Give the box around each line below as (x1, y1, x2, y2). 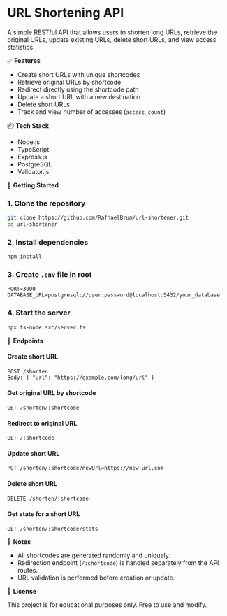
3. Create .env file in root (7, 270, 92, 280)
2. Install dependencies (7, 237, 89, 247)
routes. (17, 566, 38, 574)
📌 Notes (7, 537, 31, 546)
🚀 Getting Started (7, 180, 59, 189)
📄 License (7, 587, 37, 595)
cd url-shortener (7, 221, 58, 228)
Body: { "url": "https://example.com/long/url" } (7, 374, 155, 381)
